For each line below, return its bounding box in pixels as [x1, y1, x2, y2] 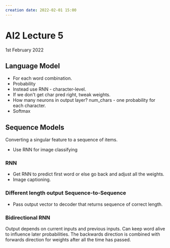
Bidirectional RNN [5, 214, 50, 221]
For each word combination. [12, 75, 73, 81]
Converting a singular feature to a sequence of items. [5, 137, 118, 143]
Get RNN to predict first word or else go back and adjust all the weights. [12, 171, 165, 178]
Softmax [12, 108, 31, 114]
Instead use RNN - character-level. [12, 86, 87, 93]
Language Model [5, 61, 60, 70]
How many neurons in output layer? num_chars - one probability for [12, 97, 156, 103]
